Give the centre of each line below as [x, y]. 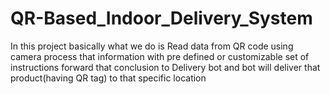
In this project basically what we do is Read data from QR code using [152, 46]
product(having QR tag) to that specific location [108, 78]
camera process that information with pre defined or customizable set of [160, 56]
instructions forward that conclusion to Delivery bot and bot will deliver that [165, 67]
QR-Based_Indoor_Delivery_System [161, 18]
